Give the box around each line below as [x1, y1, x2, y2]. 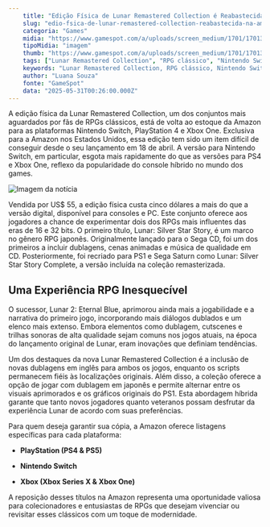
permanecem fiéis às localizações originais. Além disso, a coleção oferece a [8, 371, 261, 381]
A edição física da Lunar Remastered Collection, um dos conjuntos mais [8, 109, 247, 118]
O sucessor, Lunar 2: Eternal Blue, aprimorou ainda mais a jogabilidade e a [8, 305, 255, 314]
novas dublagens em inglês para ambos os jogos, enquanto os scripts [8, 363, 240, 373]
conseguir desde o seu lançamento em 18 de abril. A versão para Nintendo [8, 143, 256, 153]
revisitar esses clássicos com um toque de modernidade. [8, 509, 198, 520]
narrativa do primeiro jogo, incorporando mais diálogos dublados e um [8, 313, 242, 323]
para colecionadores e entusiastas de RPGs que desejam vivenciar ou [8, 501, 239, 511]
